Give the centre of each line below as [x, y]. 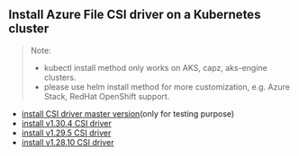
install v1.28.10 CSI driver [68, 142]
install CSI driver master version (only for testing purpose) [128, 113]
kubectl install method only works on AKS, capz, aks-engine [155, 67]
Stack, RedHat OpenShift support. [107, 96]
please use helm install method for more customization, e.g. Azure [167, 87]
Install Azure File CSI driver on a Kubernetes [135, 15]
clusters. [60, 77]
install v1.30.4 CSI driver [66, 123]
